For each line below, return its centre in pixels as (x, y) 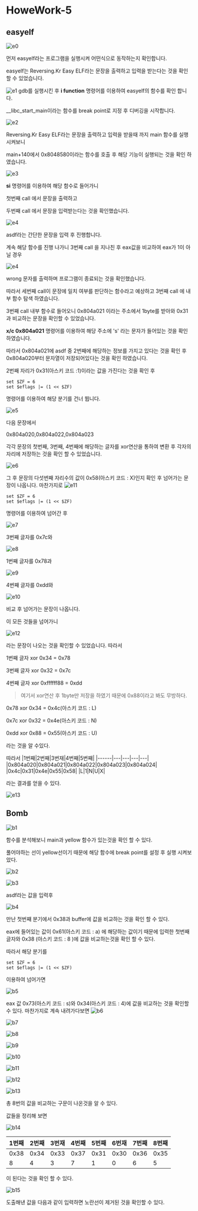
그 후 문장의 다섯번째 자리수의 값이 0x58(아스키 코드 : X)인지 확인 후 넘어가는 (94, 478)
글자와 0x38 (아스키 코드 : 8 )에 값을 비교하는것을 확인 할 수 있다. (81, 939)
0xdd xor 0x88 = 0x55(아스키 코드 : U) (52, 733)
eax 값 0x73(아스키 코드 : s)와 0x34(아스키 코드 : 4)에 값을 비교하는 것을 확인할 (98, 1003)
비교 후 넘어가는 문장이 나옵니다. (43, 609)
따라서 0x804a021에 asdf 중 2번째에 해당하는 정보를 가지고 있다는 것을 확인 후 (96, 351)
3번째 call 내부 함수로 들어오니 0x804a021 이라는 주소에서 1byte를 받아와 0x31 (97, 311)
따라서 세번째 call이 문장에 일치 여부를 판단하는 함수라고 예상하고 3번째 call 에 (95, 291)
